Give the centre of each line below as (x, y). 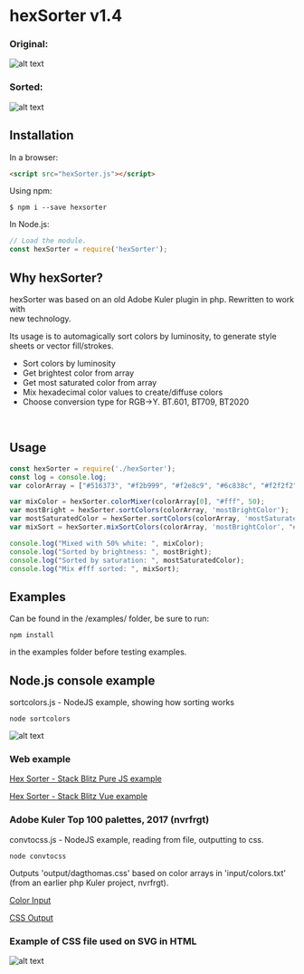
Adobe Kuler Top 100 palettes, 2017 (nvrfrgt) (109, 820)
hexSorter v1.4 (66, 16)
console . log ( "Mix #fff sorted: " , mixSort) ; (95, 568)
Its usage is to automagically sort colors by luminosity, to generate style (143, 337)
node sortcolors (40, 719)
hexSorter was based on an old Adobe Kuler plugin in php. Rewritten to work (152, 300)
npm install (32, 635)
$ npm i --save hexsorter (58, 208)
